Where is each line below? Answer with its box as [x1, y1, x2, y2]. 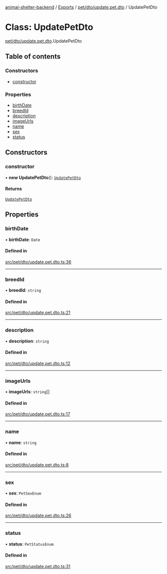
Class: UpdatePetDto [5, 22, 93, 33]
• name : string [5, 439, 37, 445]
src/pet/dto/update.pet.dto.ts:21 [5, 310, 71, 316]
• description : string [5, 338, 49, 344]
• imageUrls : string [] [5, 389, 50, 394]
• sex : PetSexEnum [5, 490, 41, 496]
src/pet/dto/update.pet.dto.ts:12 [5, 360, 71, 366]
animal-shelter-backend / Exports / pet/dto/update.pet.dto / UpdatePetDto [5, 4, 158, 10]
